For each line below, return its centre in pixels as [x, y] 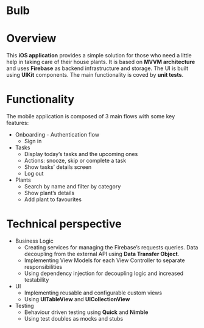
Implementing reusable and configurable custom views [93, 293]
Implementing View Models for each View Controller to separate [104, 260]
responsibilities [43, 267]
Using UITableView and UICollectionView [77, 299]
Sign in [33, 141]
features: [18, 123]
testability [37, 280]
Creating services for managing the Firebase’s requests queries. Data [111, 247]
